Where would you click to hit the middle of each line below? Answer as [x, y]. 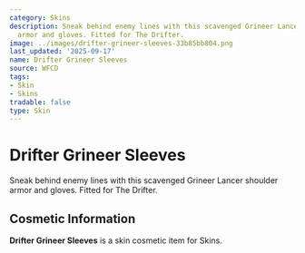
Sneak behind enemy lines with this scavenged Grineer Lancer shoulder [144, 180]
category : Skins [40, 18]
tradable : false [40, 102]
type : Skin [30, 111]
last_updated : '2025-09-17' [63, 52]
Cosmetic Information [73, 219]
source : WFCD [34, 69]
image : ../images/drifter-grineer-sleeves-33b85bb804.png [121, 43]
